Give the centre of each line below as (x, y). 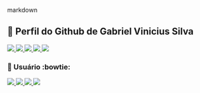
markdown (22, 10)
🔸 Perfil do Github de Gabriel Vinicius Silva (100, 31)
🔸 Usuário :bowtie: (39, 67)
